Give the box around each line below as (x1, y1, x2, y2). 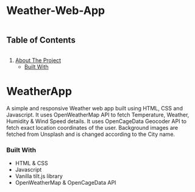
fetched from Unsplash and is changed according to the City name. (6, 130, 175, 138)
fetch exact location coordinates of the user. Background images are (6, 124, 179, 131)
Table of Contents (6, 35, 76, 46)
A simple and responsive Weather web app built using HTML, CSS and (6, 104, 183, 112)
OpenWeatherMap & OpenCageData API (15, 179, 116, 186)
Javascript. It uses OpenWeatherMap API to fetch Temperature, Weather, (6, 111, 190, 118)
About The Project (15, 56, 62, 64)
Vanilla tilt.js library (15, 172, 63, 180)
